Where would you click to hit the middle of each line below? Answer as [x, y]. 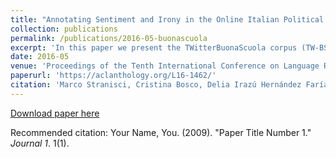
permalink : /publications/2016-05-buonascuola [109, 38]
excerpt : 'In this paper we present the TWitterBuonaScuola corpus [154, 47]
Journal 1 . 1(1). [40, 143]
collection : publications [64, 29]
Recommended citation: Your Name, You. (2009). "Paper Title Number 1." [161, 132]
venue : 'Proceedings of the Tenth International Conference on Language [165, 66]
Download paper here [55, 113]
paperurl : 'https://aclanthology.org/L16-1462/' [113, 76]
